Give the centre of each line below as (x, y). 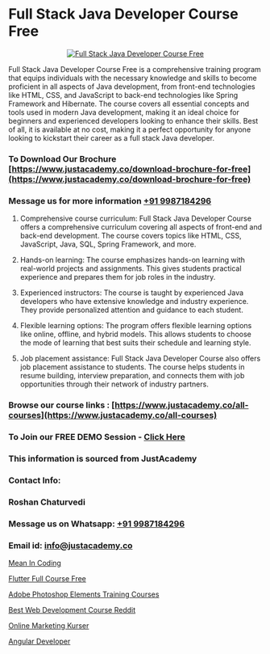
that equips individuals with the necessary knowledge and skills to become (133, 78)
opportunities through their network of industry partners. (114, 384)
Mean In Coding (35, 563)
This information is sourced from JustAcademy (103, 458)
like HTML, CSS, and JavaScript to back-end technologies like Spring (123, 95)
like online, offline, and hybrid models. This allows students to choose (135, 334)
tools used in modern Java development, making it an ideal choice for (124, 112)
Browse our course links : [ (62, 405)
